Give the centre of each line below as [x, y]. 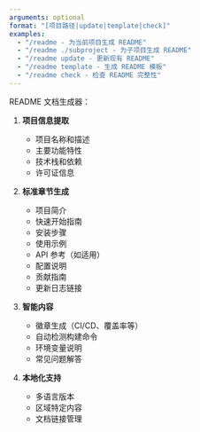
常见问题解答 [58, 358]
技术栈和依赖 [58, 161]
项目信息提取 [45, 120]
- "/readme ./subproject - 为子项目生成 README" [104, 51]
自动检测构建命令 [66, 336]
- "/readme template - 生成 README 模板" [92, 67]
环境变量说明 [58, 348]
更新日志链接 [58, 287]
